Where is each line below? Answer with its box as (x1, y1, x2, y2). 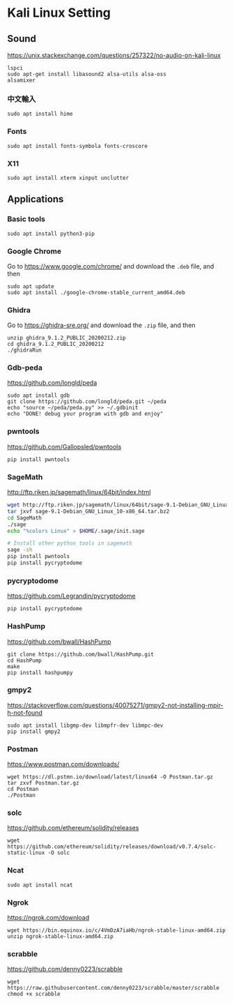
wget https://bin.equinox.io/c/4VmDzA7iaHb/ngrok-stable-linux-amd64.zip (7, 927, 226, 934)
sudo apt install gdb (7, 392, 70, 399)
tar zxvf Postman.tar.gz (7, 780, 79, 787)
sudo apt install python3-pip (7, 230, 95, 237)
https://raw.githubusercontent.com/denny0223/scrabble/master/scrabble (7, 985, 219, 992)
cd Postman (7, 786, 39, 793)
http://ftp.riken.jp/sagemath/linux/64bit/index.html (7, 488, 151, 497)
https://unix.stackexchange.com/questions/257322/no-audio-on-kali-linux (7, 51, 221, 59)
